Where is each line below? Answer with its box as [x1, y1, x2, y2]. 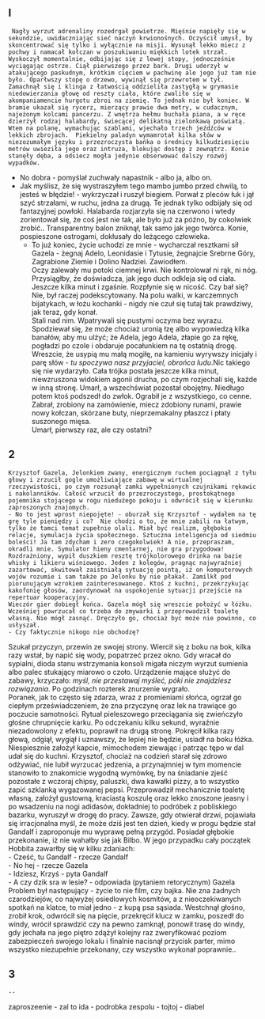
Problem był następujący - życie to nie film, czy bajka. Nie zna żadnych [8, 885, 240, 895]
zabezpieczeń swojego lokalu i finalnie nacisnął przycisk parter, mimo [8, 936, 236, 945]
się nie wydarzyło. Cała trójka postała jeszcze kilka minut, [31, 366, 219, 375]
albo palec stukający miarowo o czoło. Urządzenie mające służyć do [8, 667, 231, 676]
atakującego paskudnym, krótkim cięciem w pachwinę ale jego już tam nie [8, 69, 257, 77]
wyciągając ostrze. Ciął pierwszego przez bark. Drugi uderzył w [8, 62, 228, 70]
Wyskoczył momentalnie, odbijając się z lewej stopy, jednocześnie [8, 55, 236, 63]
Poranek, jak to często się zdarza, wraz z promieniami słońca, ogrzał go [8, 692, 242, 702]
